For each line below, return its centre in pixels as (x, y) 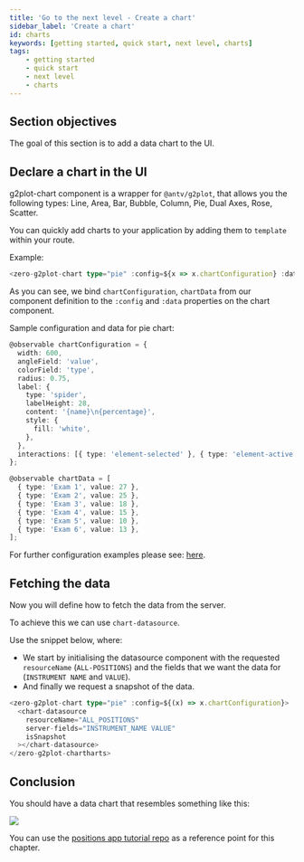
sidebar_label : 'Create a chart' (72, 26)
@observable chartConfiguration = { (78, 345)
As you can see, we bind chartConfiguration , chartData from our (130, 291)
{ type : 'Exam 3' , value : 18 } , (79, 504)
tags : (19, 52)
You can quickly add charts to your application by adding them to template (148, 231)
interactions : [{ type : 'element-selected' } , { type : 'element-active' (157, 454)
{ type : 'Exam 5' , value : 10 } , (79, 521)
